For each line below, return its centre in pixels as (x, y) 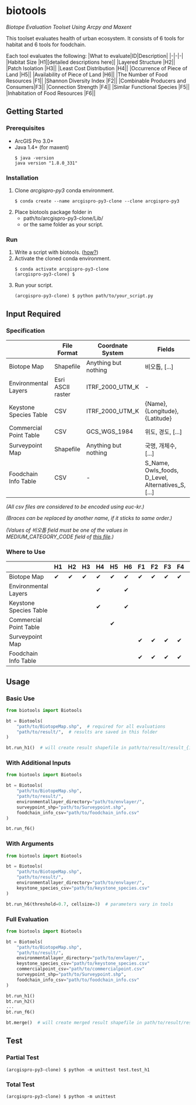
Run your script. (34, 285)
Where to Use (26, 552)
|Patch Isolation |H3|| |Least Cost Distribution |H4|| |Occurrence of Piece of (97, 68)
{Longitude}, (162, 411)
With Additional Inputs (38, 763)
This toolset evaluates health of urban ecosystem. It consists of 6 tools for (95, 38)
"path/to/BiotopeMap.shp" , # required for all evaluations (91, 727)
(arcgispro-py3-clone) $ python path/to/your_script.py (84, 296)
